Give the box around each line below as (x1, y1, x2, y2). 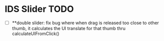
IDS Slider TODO (5, 3, 74, 15)
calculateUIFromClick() (12, 31, 60, 37)
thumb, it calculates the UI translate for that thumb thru (12, 26, 126, 31)
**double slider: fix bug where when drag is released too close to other (12, 20, 159, 26)
